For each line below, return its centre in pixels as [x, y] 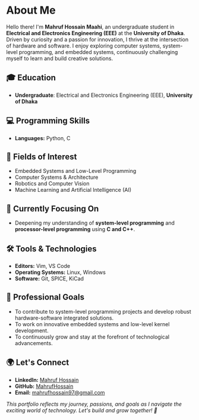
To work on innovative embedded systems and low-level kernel [92, 324]
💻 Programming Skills [48, 121]
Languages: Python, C [42, 138]
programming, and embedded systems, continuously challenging [98, 52]
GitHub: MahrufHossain [44, 386]
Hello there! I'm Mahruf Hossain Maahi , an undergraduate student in [90, 27]
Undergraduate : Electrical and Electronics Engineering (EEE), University [104, 95]
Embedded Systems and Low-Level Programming [75, 171]
